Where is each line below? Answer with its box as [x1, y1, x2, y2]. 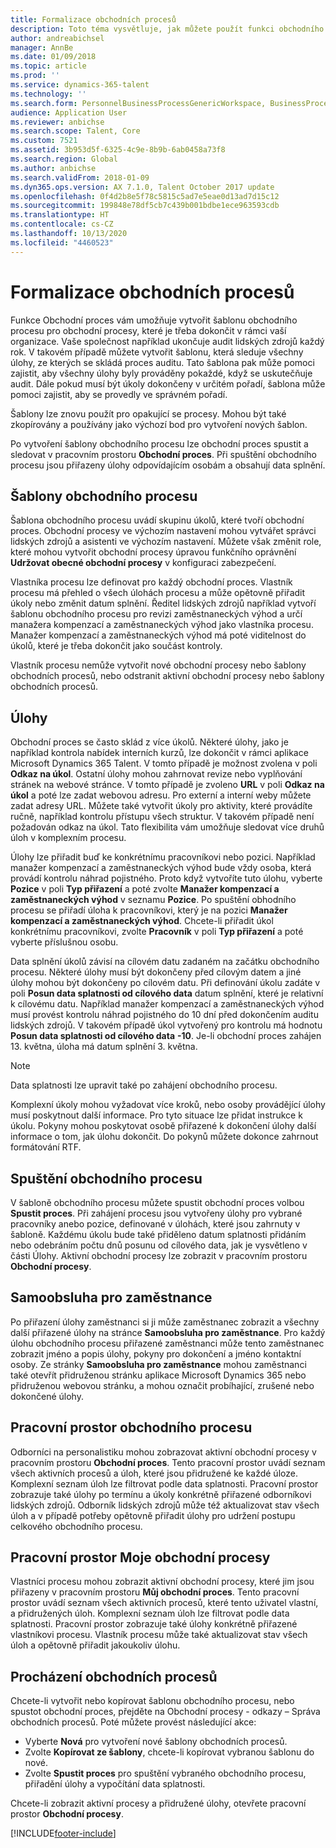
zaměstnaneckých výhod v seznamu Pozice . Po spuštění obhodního [10, 894, 297, 906]
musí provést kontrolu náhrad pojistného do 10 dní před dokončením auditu [10, 1009, 319, 1021]
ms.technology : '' [10, 89, 87, 99]
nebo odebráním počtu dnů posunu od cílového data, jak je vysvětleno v [10, 1239, 308, 1251]
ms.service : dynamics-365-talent [10, 80, 150, 90]
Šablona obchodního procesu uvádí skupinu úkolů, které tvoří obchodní [10, 514, 305, 526]
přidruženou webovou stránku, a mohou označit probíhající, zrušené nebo [10, 1379, 315, 1391]
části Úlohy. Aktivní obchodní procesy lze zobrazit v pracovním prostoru [10, 1250, 308, 1261]
